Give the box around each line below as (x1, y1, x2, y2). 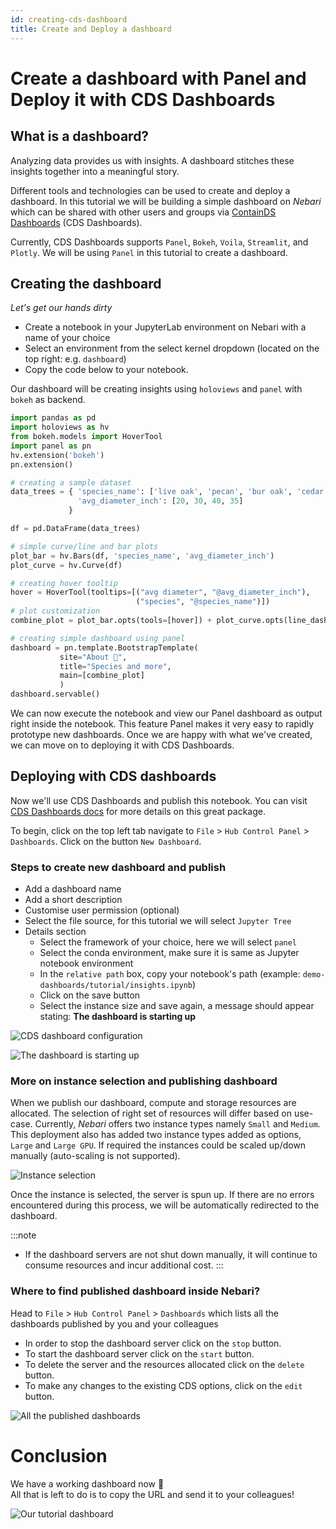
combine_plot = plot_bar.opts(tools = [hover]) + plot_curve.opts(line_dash (10, 616, 329, 626)
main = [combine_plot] (59, 671, 145, 681)
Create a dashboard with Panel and (10, 67, 307, 90)
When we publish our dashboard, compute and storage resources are (10, 1097, 297, 1109)
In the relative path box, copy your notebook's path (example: (39, 968, 301, 980)
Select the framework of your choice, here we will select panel (39, 936, 298, 948)
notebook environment (39, 957, 134, 970)
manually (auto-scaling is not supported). (10, 1150, 181, 1162)
